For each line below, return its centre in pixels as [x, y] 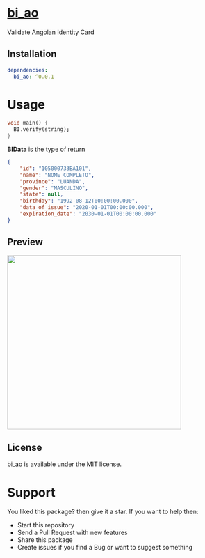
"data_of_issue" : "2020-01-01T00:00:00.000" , [87, 208]
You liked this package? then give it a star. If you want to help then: [103, 512]
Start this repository [46, 525]
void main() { [28, 123]
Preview [25, 242]
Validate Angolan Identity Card [51, 32]
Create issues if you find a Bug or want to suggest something [105, 548]
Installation [32, 54]
